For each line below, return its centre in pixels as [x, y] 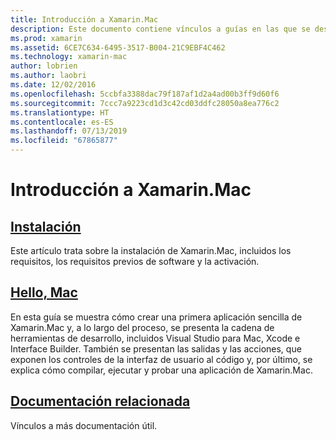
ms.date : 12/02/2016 [53, 85]
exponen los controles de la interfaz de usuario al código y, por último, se [161, 359]
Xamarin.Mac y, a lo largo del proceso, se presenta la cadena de [142, 327]
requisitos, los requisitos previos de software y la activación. [135, 261]
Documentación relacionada [100, 401]
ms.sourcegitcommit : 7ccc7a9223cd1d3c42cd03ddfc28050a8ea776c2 [145, 103]
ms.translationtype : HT [60, 112]
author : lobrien [44, 66]
